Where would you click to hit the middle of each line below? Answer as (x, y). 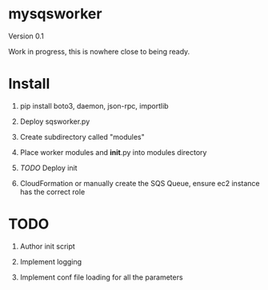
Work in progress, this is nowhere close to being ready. (99, 51)
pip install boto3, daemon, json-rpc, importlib (94, 105)
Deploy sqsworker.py (55, 121)
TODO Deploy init (48, 168)
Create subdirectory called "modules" (82, 137)
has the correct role (52, 192)
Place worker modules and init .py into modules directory (113, 152)
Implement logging (51, 261)
